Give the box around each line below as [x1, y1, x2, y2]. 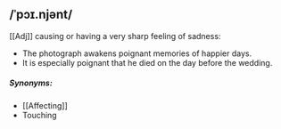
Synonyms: [9, 77, 54, 88]
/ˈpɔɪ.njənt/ [9, 7, 73, 22]
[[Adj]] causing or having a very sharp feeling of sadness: [9, 30, 221, 41]
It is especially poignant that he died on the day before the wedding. [21, 57, 273, 68]
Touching [21, 109, 57, 120]
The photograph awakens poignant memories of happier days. [21, 48, 252, 59]
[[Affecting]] [21, 100, 69, 110]
